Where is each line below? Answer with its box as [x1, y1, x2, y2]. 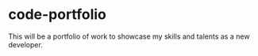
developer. [8, 39, 44, 49]
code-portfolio [8, 6, 107, 24]
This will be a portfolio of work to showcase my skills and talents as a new [8, 32, 250, 41]
